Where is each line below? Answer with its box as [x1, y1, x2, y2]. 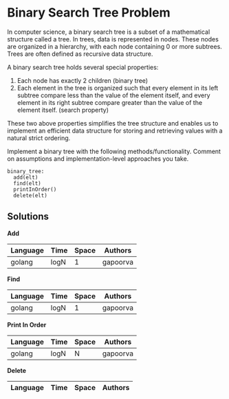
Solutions [7, 211, 50, 222]
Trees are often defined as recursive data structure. [7, 50, 153, 58]
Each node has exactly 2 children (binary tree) [17, 76, 149, 84]
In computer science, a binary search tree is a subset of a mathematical [7, 28, 210, 36]
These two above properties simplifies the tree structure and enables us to [7, 119, 219, 127]
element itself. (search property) [17, 106, 109, 114]
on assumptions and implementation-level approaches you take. [7, 154, 189, 163]
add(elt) [13, 174, 39, 181]
